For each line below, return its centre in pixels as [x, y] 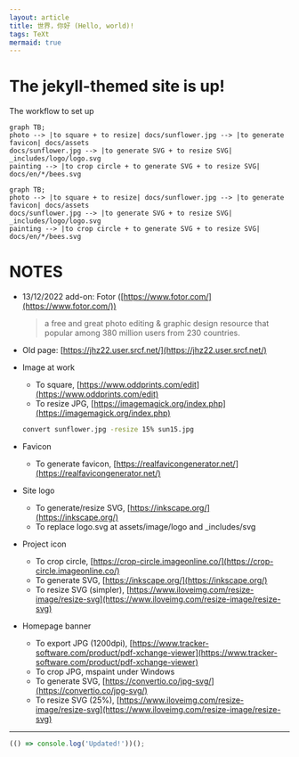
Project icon [44, 544]
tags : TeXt [29, 34]
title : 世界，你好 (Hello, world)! [72, 26]
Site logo [38, 490]
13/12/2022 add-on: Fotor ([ [73, 297]
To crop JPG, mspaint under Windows [105, 671]
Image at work [48, 367]
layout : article [39, 17]
